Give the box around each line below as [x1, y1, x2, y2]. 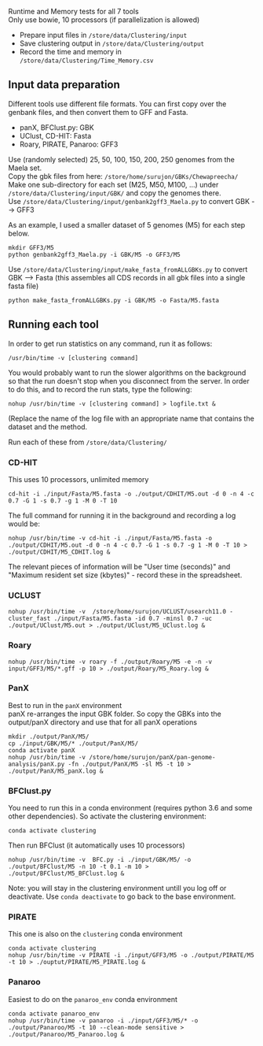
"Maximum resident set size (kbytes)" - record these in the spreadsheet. [8, 570, 243, 580]
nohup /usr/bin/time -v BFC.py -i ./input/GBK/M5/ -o [8, 856, 192, 864]
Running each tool [8, 318, 100, 332]
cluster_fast [8, 614, 51, 623]
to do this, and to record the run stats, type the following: [8, 384, 192, 394]
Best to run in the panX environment [8, 700, 122, 710]
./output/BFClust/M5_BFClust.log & [8, 870, 125, 877]
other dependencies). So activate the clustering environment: [8, 811, 206, 822]
